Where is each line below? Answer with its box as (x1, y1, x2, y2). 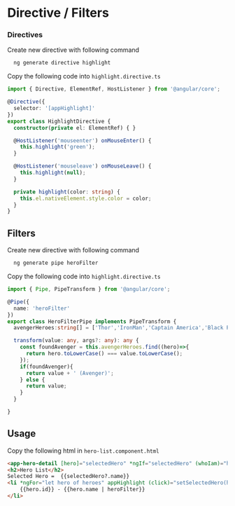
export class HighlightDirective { (7, 118, 111, 125)
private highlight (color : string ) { (13, 188, 120, 196)
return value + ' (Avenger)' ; (25, 369, 114, 376)
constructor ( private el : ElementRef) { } (13, 124, 136, 131)
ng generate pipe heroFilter (13, 259, 99, 267)
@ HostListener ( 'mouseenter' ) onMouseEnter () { (13, 137, 152, 144)
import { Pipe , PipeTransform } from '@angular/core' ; (7, 286, 171, 293)
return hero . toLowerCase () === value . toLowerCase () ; (25, 350, 183, 357)
